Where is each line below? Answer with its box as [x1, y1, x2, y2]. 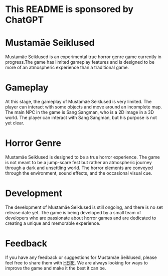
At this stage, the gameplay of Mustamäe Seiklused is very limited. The [5, 99, 152, 105]
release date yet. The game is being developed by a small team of [5, 209, 141, 215]
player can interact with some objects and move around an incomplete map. [5, 104, 162, 110]
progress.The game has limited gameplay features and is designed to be [5, 59, 154, 65]
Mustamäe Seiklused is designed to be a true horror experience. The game [5, 154, 160, 160]
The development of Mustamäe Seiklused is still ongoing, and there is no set [5, 204, 163, 210]
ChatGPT [5, 14, 44, 26]
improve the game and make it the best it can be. [5, 265, 106, 271]
